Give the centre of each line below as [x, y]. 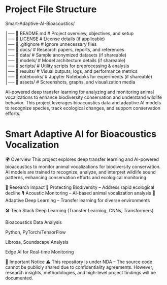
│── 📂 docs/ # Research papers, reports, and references [65, 49]
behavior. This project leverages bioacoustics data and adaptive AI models [83, 102]
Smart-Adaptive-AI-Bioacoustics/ [40, 23]
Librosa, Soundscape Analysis [37, 242]
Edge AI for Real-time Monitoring [40, 252]
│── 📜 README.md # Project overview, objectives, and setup [70, 33]
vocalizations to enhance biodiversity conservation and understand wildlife [84, 97]
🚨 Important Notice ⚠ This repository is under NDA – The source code [79, 262]
